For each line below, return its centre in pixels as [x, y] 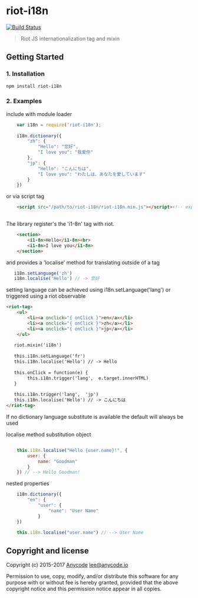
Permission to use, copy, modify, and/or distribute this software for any [92, 576]
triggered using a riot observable [46, 296]
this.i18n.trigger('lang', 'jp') [56, 395]
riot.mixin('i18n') [38, 345]
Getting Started [35, 57]
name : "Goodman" [57, 461]
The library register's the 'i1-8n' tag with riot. [60, 224]
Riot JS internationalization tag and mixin [70, 38]
